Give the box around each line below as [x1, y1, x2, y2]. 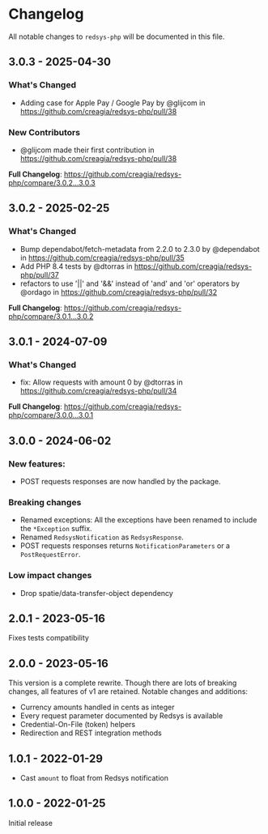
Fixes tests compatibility [8, 633, 89, 643]
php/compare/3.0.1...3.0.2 [8, 311, 94, 321]
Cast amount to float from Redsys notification [19, 773, 168, 783]
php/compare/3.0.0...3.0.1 [8, 411, 94, 420]
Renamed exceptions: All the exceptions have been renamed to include [19, 515, 257, 525]
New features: [8, 458, 66, 470]
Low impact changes [8, 570, 92, 581]
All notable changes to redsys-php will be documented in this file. [8, 32, 225, 41]
